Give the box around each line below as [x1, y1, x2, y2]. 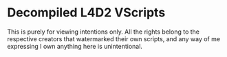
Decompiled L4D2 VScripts [7, 5, 166, 21]
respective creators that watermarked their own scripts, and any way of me [7, 34, 221, 43]
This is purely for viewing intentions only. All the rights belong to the [7, 27, 199, 36]
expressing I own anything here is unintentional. [7, 42, 143, 50]
